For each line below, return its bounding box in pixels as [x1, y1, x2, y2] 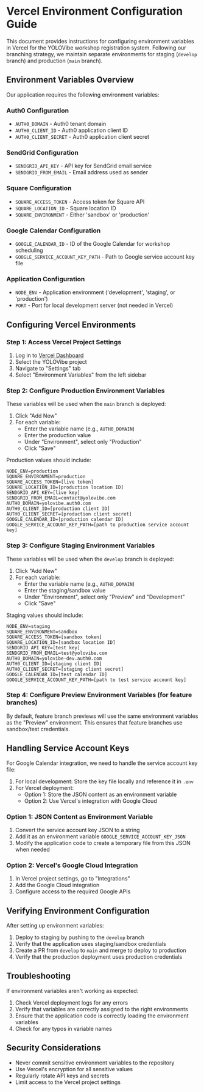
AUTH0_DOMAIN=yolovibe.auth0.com [6, 500, 91, 507]
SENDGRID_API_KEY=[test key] [6, 644, 80, 651]
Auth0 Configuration [6, 106, 69, 114]
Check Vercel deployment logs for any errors [15, 998, 128, 1006]
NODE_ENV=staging [6, 623, 51, 629]
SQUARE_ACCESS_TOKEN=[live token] [6, 479, 94, 485]
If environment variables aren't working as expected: [6, 987, 139, 994]
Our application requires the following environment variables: [6, 90, 160, 98]
